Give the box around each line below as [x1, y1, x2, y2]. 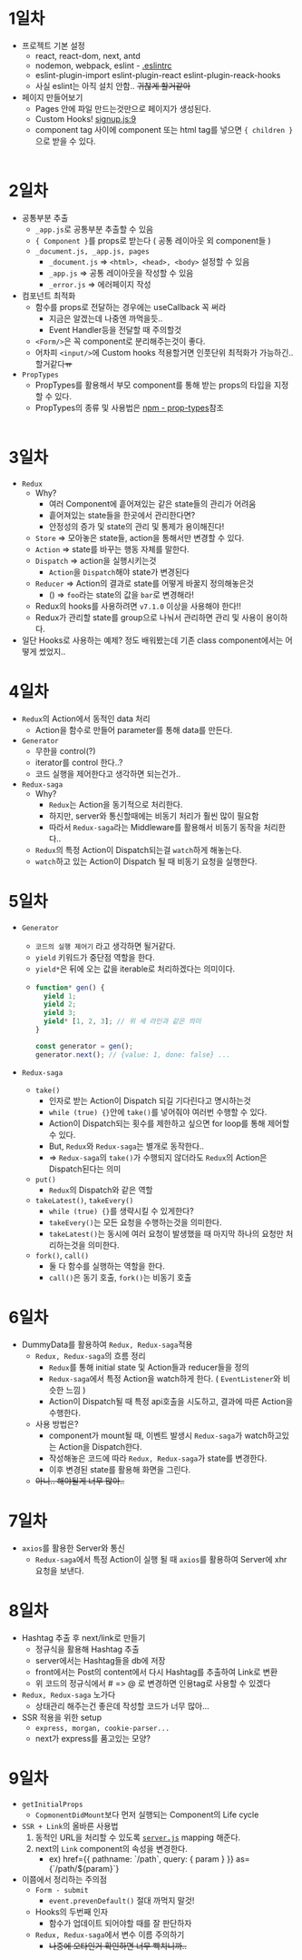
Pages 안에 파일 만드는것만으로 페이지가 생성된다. [34, 103, 211, 114]
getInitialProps [21, 1800, 83, 1810]
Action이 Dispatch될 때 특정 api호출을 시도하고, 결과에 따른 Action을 [48, 1395, 294, 1406]
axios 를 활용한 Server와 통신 [21, 1543, 126, 1553]
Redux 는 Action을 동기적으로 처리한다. [48, 799, 183, 809]
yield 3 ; [43, 1009, 77, 1018]
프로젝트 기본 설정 [21, 40, 85, 51]
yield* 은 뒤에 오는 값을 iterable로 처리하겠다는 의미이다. [34, 963, 236, 974]
